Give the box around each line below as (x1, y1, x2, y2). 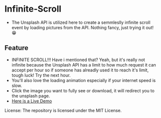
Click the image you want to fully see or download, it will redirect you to (11, 87, 155, 93)
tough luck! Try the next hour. (11, 72, 71, 78)
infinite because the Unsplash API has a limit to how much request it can (11, 62, 156, 67)
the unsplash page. (11, 93, 50, 99)
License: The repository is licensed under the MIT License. (4, 107, 122, 113)
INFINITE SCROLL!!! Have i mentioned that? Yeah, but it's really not (11, 57, 145, 63)
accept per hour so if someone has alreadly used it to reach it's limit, (11, 67, 149, 73)
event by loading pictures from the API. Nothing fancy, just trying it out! (11, 24, 154, 30)
